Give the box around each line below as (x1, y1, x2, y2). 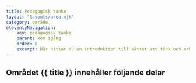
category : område (6, 19, 48, 25)
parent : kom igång (16, 35, 61, 41)
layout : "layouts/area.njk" (6, 14, 75, 20)
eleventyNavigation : (6, 24, 57, 31)
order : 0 (16, 41, 38, 47)
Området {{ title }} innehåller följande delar (6, 68, 165, 78)
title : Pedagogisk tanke (6, 8, 66, 15)
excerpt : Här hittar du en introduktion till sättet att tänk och (16, 46, 181, 52)
